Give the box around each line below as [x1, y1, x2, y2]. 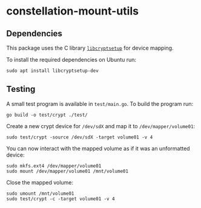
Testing [6, 84, 36, 94]
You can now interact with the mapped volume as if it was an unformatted [6, 145, 190, 152]
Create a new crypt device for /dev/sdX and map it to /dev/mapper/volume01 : [6, 122, 196, 129]
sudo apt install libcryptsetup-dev [6, 68, 99, 74]
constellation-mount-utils [6, 4, 139, 18]
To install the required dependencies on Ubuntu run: [6, 56, 137, 63]
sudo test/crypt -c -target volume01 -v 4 [6, 195, 115, 202]
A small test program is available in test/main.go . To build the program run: [6, 100, 194, 107]
